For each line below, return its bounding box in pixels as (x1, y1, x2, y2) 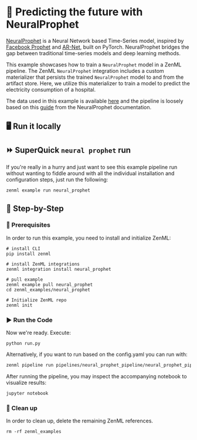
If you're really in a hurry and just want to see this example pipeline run (6, 164, 178, 171)
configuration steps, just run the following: (6, 176, 108, 183)
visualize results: (6, 379, 47, 386)
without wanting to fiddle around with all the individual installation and (6, 170, 175, 177)
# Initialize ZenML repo (6, 297, 67, 303)
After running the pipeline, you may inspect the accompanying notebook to (6, 373, 187, 379)
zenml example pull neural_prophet (6, 281, 93, 287)
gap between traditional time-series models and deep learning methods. (6, 49, 181, 56)
